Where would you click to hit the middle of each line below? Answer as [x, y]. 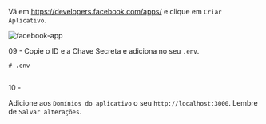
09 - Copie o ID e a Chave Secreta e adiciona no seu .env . [104, 51]
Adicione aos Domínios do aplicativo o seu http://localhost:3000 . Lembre [133, 103]
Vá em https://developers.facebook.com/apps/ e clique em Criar [115, 12]
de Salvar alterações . [45, 112]
